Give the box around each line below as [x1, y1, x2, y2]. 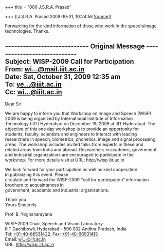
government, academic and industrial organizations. [5, 187, 109, 193]
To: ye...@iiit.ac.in [5, 80, 62, 89]
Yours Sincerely [5, 202, 37, 208]
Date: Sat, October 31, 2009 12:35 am [5, 73, 121, 81]
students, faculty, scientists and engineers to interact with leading [5, 131, 137, 137]
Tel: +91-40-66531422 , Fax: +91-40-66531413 [5, 231, 98, 237]
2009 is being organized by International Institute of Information [5, 116, 133, 121]
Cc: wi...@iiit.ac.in [5, 88, 62, 97]
